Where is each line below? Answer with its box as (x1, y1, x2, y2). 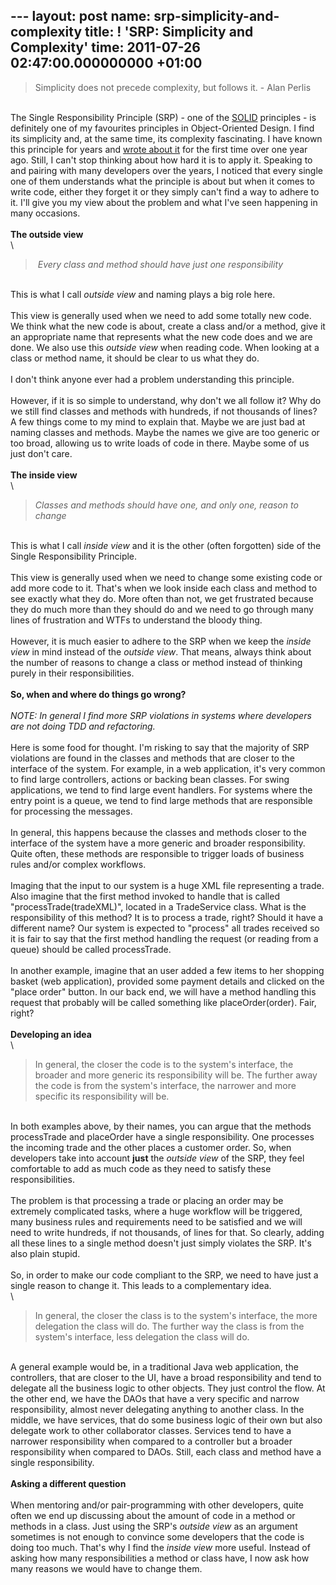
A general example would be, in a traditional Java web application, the (10, 1360, 299, 1373)
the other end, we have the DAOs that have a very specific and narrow (10, 1392, 300, 1404)
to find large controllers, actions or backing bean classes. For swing (10, 773, 290, 785)
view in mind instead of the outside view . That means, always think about (10, 645, 312, 658)
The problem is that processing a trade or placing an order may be (10, 1194, 284, 1206)
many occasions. (10, 207, 81, 219)
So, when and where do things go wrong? (10, 688, 187, 700)
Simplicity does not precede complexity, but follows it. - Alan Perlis (34, 81, 312, 93)
